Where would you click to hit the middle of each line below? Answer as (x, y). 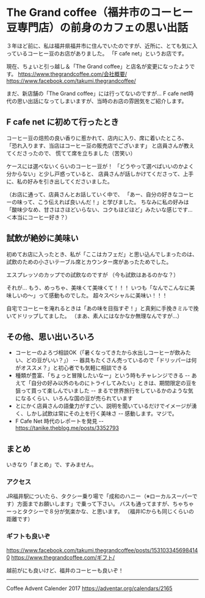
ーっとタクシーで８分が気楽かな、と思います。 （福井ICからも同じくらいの (100, 511)
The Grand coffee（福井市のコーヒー (100, 12)
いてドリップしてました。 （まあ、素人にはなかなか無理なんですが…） (95, 316)
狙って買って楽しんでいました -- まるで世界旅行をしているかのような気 (104, 391)
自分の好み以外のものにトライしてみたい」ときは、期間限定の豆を (114, 383)
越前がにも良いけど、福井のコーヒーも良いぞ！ (65, 570)
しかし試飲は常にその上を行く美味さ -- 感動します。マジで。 (102, 414)
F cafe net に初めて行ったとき (63, 122)
